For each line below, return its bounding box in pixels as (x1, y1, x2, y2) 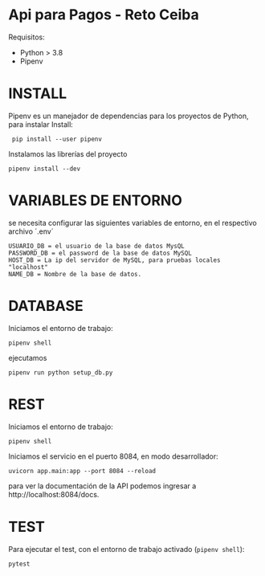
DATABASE (8, 297, 84, 315)
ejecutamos (8, 353, 47, 362)
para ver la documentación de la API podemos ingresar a (8, 480, 197, 491)
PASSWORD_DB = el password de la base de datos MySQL (8, 249, 193, 257)
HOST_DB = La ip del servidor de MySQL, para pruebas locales (8, 255, 221, 264)
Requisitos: (8, 32, 46, 42)
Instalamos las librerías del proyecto (8, 149, 128, 158)
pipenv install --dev (8, 165, 81, 173)
